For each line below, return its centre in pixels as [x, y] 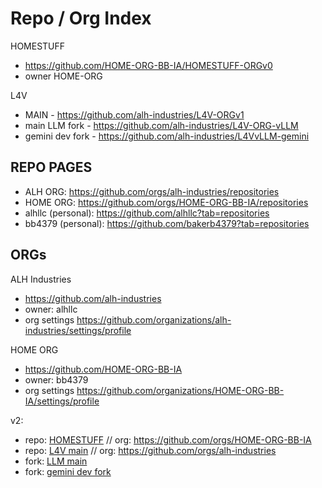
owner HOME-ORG [63, 76]
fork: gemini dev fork [68, 471]
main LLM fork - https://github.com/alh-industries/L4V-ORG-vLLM [161, 125]
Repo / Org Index [81, 18]
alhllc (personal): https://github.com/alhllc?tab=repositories [147, 213]
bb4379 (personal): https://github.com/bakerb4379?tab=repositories [167, 223]
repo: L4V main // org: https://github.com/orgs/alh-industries [150, 450]
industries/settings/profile [78, 330]
